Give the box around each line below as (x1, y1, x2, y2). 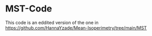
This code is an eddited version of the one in (5, 19, 99, 25)
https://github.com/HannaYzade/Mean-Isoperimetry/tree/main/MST (5, 24, 147, 30)
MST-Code (5, 3, 52, 14)
